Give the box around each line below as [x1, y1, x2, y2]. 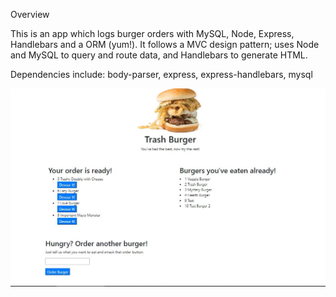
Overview [10, 9, 50, 20]
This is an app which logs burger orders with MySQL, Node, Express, [10, 28, 295, 39]
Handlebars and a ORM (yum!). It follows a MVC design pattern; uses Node [10, 39, 320, 50]
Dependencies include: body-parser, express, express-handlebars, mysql [10, 69, 313, 80]
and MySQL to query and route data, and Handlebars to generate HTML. [10, 49, 308, 61]
